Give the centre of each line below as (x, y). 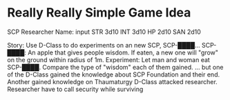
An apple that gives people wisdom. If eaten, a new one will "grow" (123, 52)
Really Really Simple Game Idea (99, 13)
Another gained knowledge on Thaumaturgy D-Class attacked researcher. (112, 81)
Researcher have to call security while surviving (75, 89)
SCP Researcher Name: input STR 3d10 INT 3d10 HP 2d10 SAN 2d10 (104, 32)
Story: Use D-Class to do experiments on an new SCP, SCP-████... (104, 45)
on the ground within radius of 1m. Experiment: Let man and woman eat (109, 59)
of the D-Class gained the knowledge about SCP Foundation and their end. (113, 74)
